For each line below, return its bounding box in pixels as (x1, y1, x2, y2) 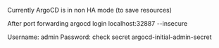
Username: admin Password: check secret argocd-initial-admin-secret (7, 33, 213, 41)
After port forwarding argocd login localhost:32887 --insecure (7, 19, 188, 27)
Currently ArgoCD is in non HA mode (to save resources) (7, 6, 173, 14)
